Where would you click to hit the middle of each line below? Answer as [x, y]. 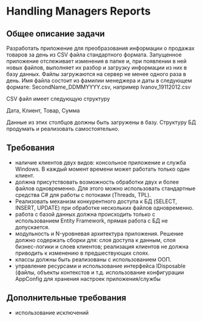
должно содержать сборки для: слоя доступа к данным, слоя [95, 240]
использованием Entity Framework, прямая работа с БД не [91, 221]
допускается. [32, 227]
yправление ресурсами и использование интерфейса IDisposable [100, 266]
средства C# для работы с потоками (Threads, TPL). [83, 195]
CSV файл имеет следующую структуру [58, 99]
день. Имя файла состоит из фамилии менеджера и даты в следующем [99, 81]
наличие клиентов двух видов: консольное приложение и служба [100, 162]
